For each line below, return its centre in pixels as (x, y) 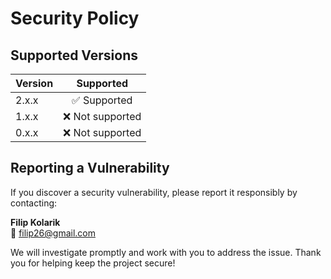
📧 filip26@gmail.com (53, 233)
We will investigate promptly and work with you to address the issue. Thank (166, 252)
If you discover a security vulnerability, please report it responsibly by (154, 192)
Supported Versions (74, 55)
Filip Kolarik (35, 222)
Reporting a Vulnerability (90, 168)
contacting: (34, 203)
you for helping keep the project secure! (93, 263)
